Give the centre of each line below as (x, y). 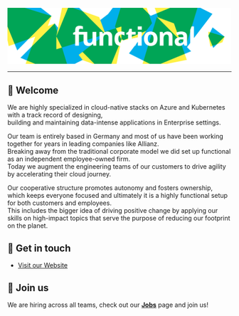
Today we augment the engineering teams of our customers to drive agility (117, 167)
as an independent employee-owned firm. (69, 159)
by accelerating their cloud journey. (59, 174)
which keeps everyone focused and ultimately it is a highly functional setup (118, 196)
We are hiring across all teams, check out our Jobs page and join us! (108, 305)
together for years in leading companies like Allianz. (83, 144)
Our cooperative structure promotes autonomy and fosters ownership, (110, 188)
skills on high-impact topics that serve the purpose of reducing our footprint (119, 218)
